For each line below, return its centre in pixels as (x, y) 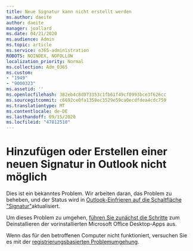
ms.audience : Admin (30, 39)
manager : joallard (29, 28)
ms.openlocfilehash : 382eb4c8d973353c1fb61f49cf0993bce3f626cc (86, 95)
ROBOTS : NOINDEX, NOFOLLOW (40, 56)
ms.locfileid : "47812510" (38, 123)
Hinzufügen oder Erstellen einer (87, 152)
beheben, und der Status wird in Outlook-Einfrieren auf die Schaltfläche (94, 200)
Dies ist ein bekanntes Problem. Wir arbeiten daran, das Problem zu (89, 193)
